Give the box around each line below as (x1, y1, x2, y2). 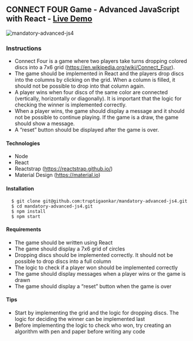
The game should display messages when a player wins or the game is (14, 270, 186, 277)
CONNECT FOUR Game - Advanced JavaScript (6, 5, 180, 15)
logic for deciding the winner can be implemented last (14, 315, 145, 322)
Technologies (6, 139, 40, 146)
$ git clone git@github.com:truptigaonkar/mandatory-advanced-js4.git (11, 198, 188, 204)
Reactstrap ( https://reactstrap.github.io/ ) (14, 165, 113, 172)
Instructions (6, 44, 42, 52)
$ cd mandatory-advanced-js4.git (11, 203, 93, 209)
